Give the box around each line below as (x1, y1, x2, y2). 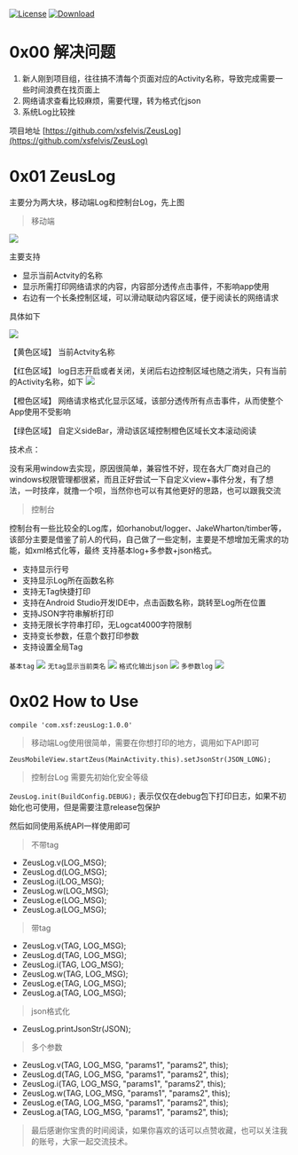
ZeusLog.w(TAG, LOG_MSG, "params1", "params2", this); (21, 1088, 231, 1098)
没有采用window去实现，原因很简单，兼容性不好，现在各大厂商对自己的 (9, 462, 271, 474)
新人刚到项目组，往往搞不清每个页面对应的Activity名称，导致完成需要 (21, 73, 276, 83)
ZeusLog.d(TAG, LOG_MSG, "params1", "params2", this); (21, 1069, 229, 1080)
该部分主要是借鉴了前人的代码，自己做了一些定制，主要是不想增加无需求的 (9, 533, 281, 545)
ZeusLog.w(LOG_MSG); (21, 885, 109, 896)
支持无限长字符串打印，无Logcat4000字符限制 (21, 619, 192, 630)
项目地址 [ (9, 125, 46, 136)
